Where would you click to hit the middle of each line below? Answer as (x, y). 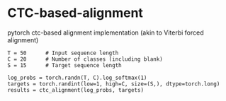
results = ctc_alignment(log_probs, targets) (75, 90)
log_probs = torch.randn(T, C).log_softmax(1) (77, 78)
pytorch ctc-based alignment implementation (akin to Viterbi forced (106, 32)
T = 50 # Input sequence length (63, 53)
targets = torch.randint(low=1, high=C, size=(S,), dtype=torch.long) (114, 84)
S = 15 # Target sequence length (64, 65)
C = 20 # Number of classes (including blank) (85, 59)
